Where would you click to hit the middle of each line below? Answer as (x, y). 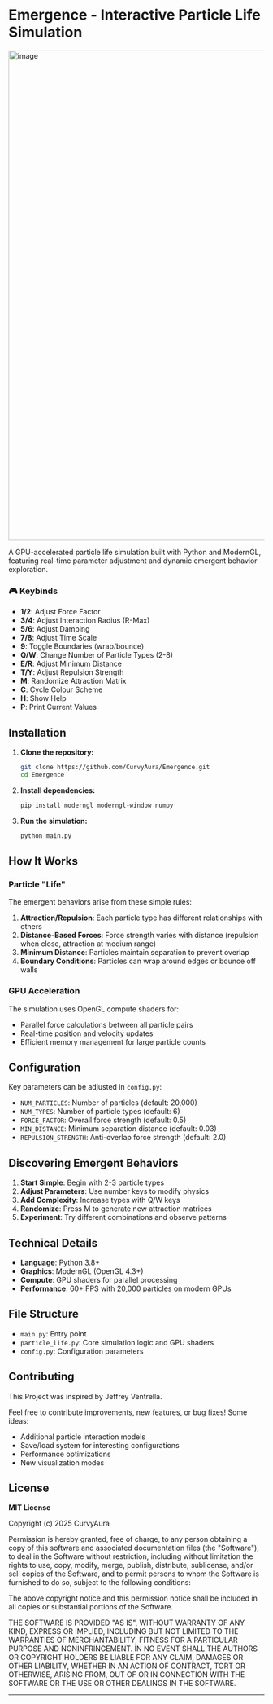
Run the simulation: (54, 821)
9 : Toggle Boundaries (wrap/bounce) (82, 646)
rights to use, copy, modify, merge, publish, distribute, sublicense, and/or (131, 1565)
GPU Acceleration (44, 991)
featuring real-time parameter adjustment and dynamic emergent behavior (133, 561)
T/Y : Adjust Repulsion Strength (72, 672)
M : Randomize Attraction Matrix (73, 681)
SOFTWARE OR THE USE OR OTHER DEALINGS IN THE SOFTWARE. (122, 1684)
